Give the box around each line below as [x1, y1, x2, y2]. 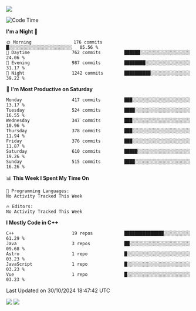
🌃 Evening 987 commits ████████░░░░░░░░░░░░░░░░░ [6, 60, 191, 66]
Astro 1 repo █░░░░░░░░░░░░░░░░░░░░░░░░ [6, 251, 191, 257]
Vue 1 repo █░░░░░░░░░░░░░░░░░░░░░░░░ [6, 272, 191, 277]
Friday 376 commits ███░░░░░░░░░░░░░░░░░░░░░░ [6, 138, 191, 144]
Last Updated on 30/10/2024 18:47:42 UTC [6, 287, 110, 294]
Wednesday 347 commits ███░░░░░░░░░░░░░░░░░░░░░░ [6, 118, 191, 123]
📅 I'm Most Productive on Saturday [6, 86, 93, 92]
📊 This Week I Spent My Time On [6, 175, 89, 182]
